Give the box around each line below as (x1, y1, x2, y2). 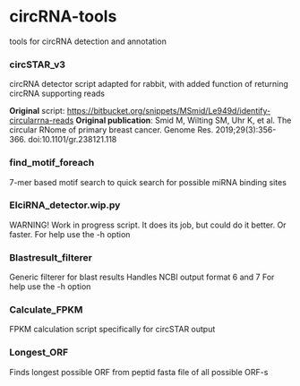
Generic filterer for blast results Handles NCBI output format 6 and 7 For (9, 271, 275, 283)
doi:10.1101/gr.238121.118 (28, 134, 117, 145)
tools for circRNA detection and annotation (9, 36, 167, 47)
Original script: (9, 106, 65, 116)
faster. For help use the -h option (9, 228, 131, 239)
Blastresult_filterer (9, 251, 92, 263)
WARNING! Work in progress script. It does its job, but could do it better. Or (9, 219, 287, 230)
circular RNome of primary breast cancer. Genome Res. (9, 124, 214, 135)
